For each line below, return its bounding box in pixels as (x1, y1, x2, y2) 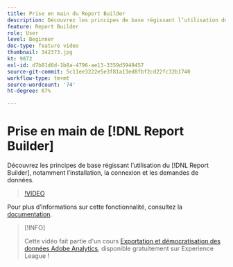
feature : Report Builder (7, 23, 79, 30)
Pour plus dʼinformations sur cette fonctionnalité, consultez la (7, 203, 182, 212)
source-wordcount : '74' (7, 81, 76, 88)
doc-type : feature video (7, 42, 79, 49)
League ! (24, 252, 50, 260)
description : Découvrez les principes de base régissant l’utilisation (7, 17, 218, 24)
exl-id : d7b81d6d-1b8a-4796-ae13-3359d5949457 (7, 62, 144, 69)
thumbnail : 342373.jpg (7, 49, 73, 56)
